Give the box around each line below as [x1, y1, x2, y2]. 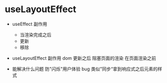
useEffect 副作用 [12, 21, 47, 27]
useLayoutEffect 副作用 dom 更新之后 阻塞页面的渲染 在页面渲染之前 [12, 55, 156, 61]
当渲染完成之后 [19, 31, 52, 37]
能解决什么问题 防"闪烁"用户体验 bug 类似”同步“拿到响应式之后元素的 [12, 66, 158, 72]
